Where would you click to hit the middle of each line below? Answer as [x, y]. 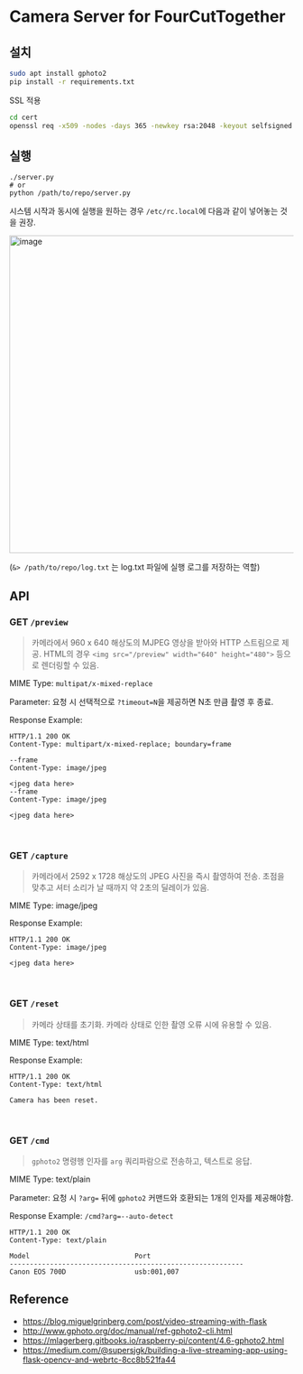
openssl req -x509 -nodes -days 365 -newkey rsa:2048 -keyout [129, 125]
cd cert [24, 117]
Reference [39, 1300]
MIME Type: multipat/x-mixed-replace [81, 683]
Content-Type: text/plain [58, 1240]
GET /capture [39, 855]
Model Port [80, 1256]
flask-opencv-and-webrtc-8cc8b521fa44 [99, 1360]
